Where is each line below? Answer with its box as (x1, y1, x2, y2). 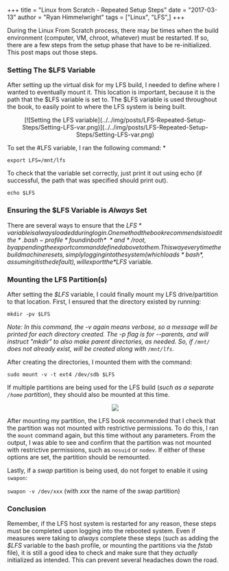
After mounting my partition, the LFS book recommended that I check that (7, 416, 216, 424)
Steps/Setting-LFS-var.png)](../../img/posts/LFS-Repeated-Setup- (21, 123, 209, 132)
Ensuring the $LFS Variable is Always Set (7, 206, 147, 215)
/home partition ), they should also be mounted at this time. (7, 390, 170, 398)
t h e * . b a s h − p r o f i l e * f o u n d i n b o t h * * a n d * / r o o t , (7, 236, 147, 244)
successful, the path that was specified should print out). (7, 176, 169, 184)
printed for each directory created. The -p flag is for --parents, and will (7, 330, 209, 338)
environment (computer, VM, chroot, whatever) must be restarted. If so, (7, 34, 209, 42)
